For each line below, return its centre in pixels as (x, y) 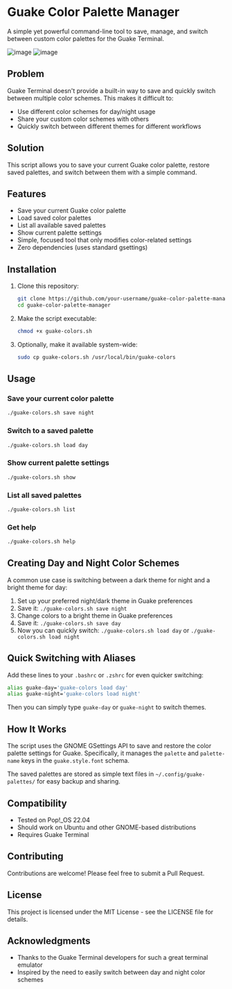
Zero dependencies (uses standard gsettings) (82, 248)
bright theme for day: (37, 587)
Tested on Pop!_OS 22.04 (53, 820)
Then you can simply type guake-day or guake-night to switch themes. (107, 707)
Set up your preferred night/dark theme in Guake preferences (105, 600)
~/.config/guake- (180, 775)
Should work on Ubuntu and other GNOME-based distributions (106, 827)
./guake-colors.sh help (42, 542)
